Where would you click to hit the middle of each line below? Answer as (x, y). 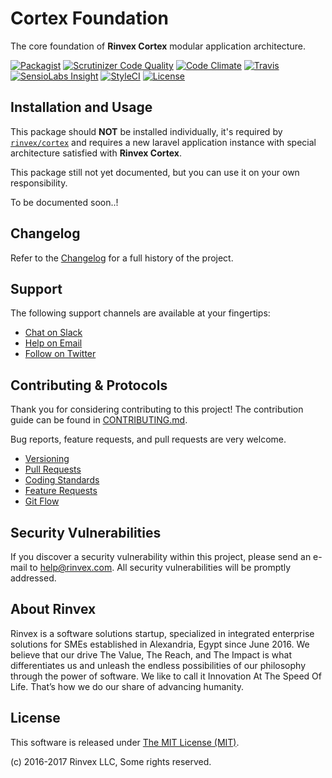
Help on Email (53, 343)
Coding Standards (62, 480)
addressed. (33, 578)
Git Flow (42, 501)
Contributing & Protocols (89, 385)
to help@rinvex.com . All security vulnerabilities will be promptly (160, 567)
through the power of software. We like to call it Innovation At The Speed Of (166, 676)
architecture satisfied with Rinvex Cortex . (96, 153)
